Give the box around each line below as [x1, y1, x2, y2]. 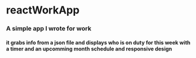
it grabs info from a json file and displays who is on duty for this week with [6, 39, 191, 46]
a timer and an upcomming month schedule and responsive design [6, 45, 173, 52]
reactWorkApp [6, 4, 80, 17]
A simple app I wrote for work [6, 25, 92, 33]
